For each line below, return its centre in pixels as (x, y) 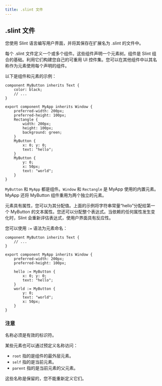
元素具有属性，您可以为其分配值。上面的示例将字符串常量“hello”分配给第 (78, 206)
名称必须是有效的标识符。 (31, 335)
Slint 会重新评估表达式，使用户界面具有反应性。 (66, 218)
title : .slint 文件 (24, 10)
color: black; (28, 90)
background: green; (42, 132)
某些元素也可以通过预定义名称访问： (41, 345)
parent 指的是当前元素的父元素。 (45, 368)
